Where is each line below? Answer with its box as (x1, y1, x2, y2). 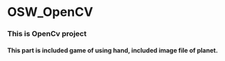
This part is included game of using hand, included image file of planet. (7, 46, 218, 54)
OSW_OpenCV (7, 4, 94, 20)
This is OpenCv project (7, 29, 87, 39)
